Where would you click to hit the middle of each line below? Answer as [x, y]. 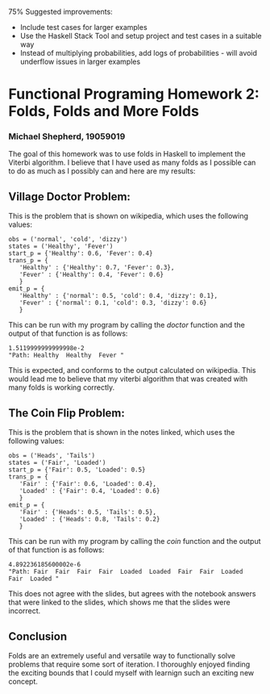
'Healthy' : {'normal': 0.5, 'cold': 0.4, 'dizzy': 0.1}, [118, 296]
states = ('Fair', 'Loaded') [57, 463]
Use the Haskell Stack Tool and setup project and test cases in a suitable [141, 36]
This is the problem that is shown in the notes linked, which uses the [122, 433]
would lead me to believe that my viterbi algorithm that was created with [128, 379]
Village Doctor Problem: [70, 196]
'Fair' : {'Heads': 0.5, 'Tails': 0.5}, [88, 512]
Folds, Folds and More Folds [104, 111]
